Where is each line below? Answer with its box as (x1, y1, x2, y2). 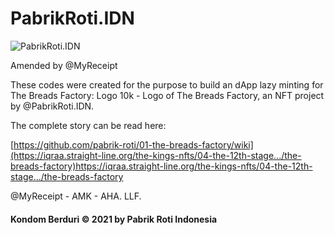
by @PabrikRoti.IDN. (10, 100, 95, 112)
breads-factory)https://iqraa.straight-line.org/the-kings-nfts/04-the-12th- (10, 160, 313, 172)
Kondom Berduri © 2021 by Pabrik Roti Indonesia (10, 213, 218, 225)
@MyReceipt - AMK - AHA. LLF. (10, 190, 142, 202)
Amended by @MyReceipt (10, 59, 118, 71)
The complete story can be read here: (10, 119, 167, 131)
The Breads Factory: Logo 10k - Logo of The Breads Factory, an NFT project (10, 89, 325, 101)
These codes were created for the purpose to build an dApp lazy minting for (10, 78, 324, 91)
